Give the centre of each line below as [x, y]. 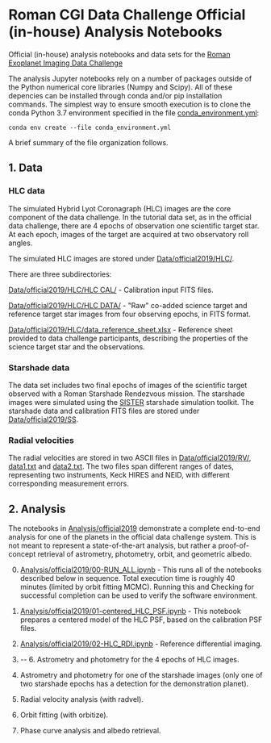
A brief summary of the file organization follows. [88, 142]
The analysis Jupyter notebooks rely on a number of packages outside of [130, 78]
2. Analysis [37, 509]
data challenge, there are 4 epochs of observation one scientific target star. [134, 225]
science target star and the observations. [77, 346]
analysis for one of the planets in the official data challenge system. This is [132, 537]
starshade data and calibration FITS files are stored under [104, 411]
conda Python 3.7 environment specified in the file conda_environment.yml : [134, 113]
